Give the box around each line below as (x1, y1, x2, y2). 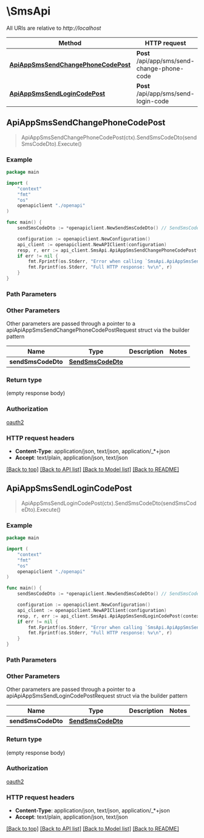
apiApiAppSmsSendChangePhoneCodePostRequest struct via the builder (6, 326, 190, 334)
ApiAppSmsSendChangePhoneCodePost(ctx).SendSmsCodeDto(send (21, 134, 197, 141)
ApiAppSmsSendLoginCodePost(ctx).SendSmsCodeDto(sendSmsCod (21, 500, 197, 507)
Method (58, 38, 82, 47)
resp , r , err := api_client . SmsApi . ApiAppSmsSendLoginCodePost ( (17, 613, 183, 619)
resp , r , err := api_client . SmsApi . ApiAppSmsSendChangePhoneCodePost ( (17, 247, 200, 253)
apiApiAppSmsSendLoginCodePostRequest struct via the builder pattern (6, 692, 188, 699)
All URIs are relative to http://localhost (6, 24, 101, 32)
